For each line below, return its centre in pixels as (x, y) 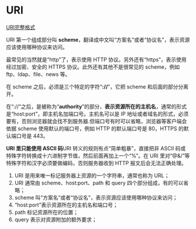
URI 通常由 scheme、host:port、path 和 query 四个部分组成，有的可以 (99, 183)
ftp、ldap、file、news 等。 (38, 74)
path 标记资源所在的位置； (47, 212)
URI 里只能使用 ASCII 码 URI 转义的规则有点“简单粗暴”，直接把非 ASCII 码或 (96, 148)
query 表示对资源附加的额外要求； (56, 219)
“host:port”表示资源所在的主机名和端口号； (66, 205)
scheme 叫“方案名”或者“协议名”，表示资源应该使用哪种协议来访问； (96, 197)
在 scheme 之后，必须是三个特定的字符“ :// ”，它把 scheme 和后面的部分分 (95, 86)
